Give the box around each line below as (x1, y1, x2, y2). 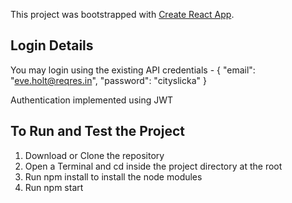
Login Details (10, 37, 94, 54)
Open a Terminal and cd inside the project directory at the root (24, 160, 283, 172)
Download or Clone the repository (24, 149, 165, 161)
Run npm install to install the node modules (24, 170, 203, 183)
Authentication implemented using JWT (10, 94, 174, 106)
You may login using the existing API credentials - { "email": (10, 64, 256, 76)
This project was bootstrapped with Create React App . (10, 9, 235, 20)
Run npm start (24, 181, 84, 193)
